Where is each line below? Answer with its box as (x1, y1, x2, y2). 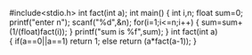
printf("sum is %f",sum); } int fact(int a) (74, 27, 218, 36)
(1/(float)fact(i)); (9, 27, 68, 36)
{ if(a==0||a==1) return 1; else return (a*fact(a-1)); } (9, 35, 198, 46)
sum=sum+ (200, 17, 243, 27)
